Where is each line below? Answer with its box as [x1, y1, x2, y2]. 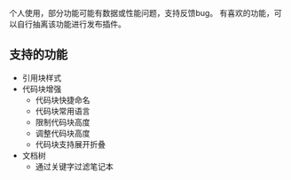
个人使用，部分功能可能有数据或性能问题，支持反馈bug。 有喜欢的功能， [9, 8, 275, 18]
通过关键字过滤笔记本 [35, 160, 114, 171]
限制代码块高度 [35, 116, 90, 127]
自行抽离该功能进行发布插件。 [16, 19, 126, 29]
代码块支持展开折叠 [35, 138, 106, 149]
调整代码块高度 [35, 128, 90, 138]
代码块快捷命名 [35, 94, 90, 105]
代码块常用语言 [35, 106, 90, 116]
